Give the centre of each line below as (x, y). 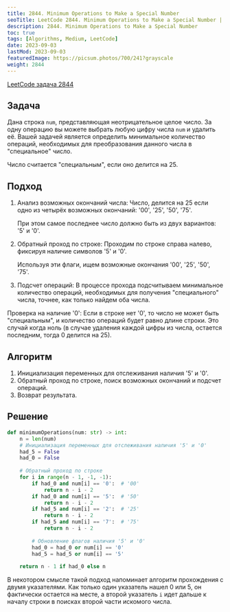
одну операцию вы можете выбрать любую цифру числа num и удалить (112, 129)
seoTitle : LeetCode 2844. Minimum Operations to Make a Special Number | (115, 20)
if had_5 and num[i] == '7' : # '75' (85, 522)
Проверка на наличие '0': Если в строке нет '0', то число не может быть (113, 313)
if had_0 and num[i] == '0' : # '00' (85, 484)
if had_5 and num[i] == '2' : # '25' (85, 509)
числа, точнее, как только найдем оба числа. (83, 300)
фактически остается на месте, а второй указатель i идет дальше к (107, 594)
